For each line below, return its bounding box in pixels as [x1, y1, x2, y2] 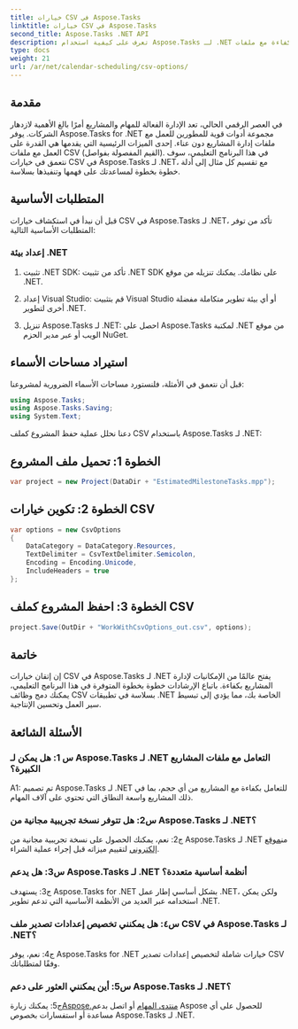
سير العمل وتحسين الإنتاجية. [10, 699, 102, 710]
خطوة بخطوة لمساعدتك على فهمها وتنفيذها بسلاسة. [10, 166, 180, 176]
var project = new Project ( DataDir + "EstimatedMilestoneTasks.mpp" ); [10, 478, 276, 487]
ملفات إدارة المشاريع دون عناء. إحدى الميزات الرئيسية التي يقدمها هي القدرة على [10, 137, 276, 148]
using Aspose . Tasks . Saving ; [10, 404, 114, 413]
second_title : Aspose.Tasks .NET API [10, 29, 149, 38]
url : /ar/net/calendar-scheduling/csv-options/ [10, 63, 189, 72]
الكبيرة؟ [10, 762, 41, 775]
